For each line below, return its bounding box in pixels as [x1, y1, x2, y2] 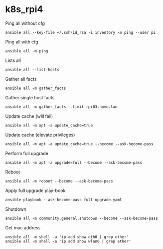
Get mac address [5, 224, 41, 230]
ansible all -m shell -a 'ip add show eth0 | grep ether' [5, 234, 129, 239]
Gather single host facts [5, 94, 55, 100]
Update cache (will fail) [5, 113, 53, 119]
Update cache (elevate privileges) [5, 132, 75, 138]
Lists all [5, 57, 21, 64]
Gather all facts [5, 76, 37, 82]
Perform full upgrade [5, 150, 49, 156]
